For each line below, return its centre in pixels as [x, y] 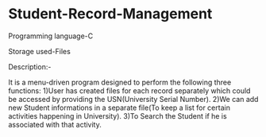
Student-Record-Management [110, 14]
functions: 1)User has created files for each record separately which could [129, 90]
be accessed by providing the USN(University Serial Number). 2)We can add [133, 99]
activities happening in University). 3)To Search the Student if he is [118, 115]
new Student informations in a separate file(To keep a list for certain [119, 108]
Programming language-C [51, 36]
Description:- [30, 67]
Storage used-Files [40, 51]
